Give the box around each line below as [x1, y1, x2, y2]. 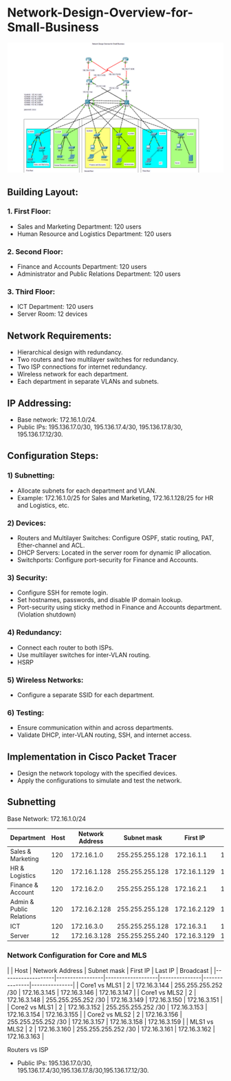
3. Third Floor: [7, 287, 56, 297]
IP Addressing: [7, 397, 72, 409]
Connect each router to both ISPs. [16, 643, 114, 652]
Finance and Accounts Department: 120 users [16, 263, 147, 271]
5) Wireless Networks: [7, 675, 84, 685]
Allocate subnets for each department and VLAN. [16, 486, 157, 495]
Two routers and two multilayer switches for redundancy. [16, 356, 179, 364]
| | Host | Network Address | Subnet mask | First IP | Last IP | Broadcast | [7, 966, 213, 974]
